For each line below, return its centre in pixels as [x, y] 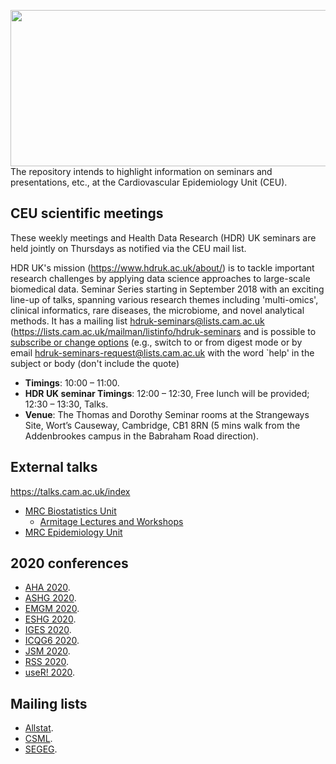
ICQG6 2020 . [52, 641]
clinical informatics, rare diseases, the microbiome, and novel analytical [157, 310]
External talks [54, 467]
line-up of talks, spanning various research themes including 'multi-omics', [164, 299]
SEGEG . [41, 749]
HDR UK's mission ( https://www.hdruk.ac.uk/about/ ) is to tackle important [162, 267]
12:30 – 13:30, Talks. [66, 404]
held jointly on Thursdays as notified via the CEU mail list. [128, 248]
